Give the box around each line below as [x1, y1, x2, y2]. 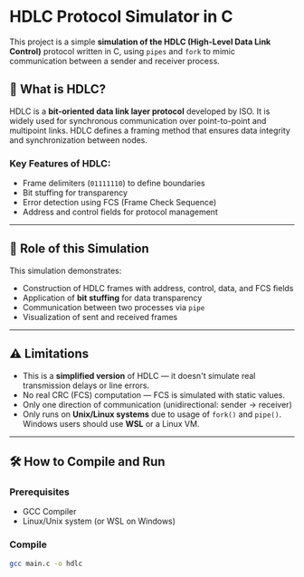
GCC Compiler [22, 506, 77, 517]
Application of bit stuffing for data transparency [22, 292, 203, 303]
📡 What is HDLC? [9, 81, 107, 97]
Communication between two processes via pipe [22, 301, 205, 313]
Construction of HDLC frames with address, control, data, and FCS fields [22, 282, 294, 293]
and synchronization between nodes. [9, 134, 147, 146]
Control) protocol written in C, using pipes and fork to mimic [9, 45, 235, 56]
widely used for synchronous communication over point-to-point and [9, 115, 267, 126]
